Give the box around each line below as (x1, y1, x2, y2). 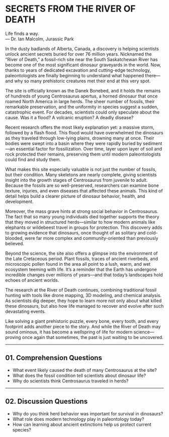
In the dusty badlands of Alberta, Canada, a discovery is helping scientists (5, 45, 159, 52)
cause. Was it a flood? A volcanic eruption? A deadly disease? (5, 114, 134, 120)
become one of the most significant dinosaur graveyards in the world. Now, (5, 62, 161, 68)
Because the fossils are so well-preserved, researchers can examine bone (5, 182, 159, 188)
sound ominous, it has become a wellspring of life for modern (5, 329, 133, 335)
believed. (5, 240, 24, 247)
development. (5, 198, 34, 205)
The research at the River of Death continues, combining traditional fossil (5, 286, 157, 293)
